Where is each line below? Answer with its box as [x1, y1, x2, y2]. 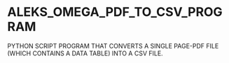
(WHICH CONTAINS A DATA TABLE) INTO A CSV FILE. [7, 49, 163, 57]
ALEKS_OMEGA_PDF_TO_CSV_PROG [7, 4, 223, 20]
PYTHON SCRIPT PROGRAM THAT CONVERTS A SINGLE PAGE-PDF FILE [7, 42, 219, 50]
